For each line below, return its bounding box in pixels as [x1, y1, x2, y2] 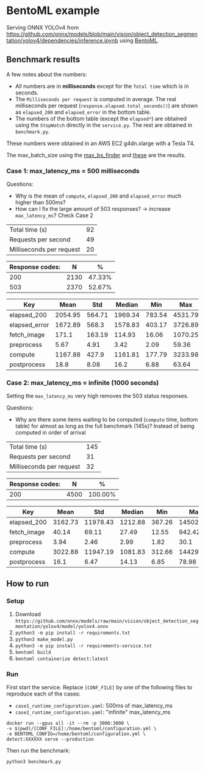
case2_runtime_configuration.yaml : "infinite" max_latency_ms [15, 708, 171, 716]
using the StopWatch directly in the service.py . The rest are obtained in [15, 121, 193, 129]
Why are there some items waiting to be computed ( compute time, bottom [15, 416, 198, 424]
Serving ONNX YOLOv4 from [6, 24, 79, 31]
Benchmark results [6, 54, 81, 65]
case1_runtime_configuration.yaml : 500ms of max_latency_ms [15, 702, 173, 709]
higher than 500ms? [15, 199, 66, 206]
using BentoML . [119, 37, 159, 44]
